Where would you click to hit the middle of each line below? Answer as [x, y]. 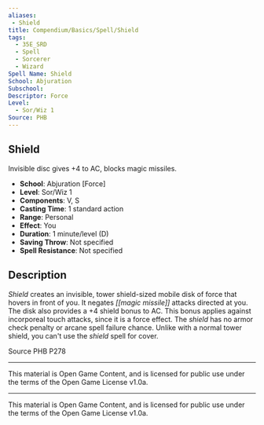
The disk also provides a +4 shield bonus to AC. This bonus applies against [130, 310]
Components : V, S [49, 200]
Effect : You [38, 225]
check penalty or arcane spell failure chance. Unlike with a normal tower [125, 328]
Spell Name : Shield [40, 74]
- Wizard [29, 67]
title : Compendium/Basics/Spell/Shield [73, 30]
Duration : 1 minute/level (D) [64, 233]
